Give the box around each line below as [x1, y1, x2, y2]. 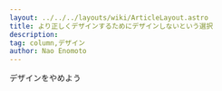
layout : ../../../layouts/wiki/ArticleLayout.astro [9, 13, 208, 23]
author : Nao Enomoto [9, 47, 88, 56]
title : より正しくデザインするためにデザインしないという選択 [9, 22, 214, 31]
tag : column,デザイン [9, 38, 86, 48]
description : [9, 30, 59, 39]
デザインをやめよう [9, 73, 82, 84]
